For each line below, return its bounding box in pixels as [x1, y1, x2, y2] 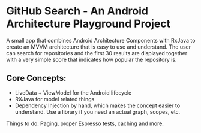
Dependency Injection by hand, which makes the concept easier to [14, 102, 181, 109]
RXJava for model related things [14, 95, 95, 102]
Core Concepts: [6, 73, 67, 83]
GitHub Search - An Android [6, 4, 149, 18]
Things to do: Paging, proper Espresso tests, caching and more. [6, 120, 164, 127]
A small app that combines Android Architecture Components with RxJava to [6, 37, 196, 44]
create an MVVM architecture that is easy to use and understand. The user [6, 43, 191, 50]
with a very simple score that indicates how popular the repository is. [6, 56, 177, 63]
